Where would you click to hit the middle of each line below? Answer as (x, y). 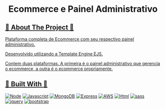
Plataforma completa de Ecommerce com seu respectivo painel (70, 39)
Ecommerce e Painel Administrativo (83, 9)
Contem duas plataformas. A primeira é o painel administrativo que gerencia (83, 63)
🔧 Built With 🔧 (26, 84)
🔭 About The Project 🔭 (40, 27)
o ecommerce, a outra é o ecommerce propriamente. (59, 69)
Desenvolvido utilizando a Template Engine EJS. (54, 54)
